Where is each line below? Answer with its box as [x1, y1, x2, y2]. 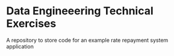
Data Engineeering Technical [6, 4, 154, 18]
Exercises [6, 17, 57, 30]
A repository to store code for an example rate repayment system [6, 36, 169, 43]
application [6, 43, 34, 50]
